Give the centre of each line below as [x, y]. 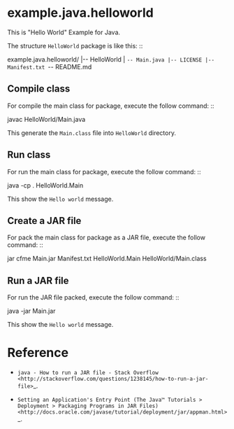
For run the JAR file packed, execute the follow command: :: [93, 297]
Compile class [39, 89]
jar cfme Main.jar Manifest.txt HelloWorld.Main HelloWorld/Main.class [107, 259]
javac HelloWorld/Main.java [46, 119]
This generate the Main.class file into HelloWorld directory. [92, 133]
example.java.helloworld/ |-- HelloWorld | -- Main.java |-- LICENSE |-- [111, 59]
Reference [38, 353]
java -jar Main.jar [31, 311]
